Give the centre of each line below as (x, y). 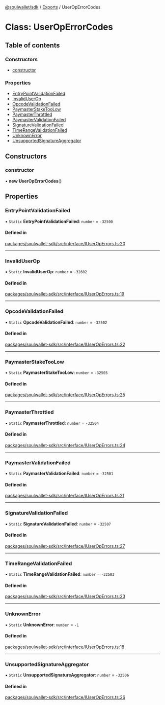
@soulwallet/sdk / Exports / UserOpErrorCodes (53, 7)
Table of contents (32, 45)
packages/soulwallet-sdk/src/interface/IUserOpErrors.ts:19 (65, 294)
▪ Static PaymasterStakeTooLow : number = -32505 (56, 372)
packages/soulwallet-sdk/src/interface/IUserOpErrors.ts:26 (65, 697)
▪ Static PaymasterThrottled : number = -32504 (52, 423)
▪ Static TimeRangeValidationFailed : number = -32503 (60, 574)
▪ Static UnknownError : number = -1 (42, 625)
